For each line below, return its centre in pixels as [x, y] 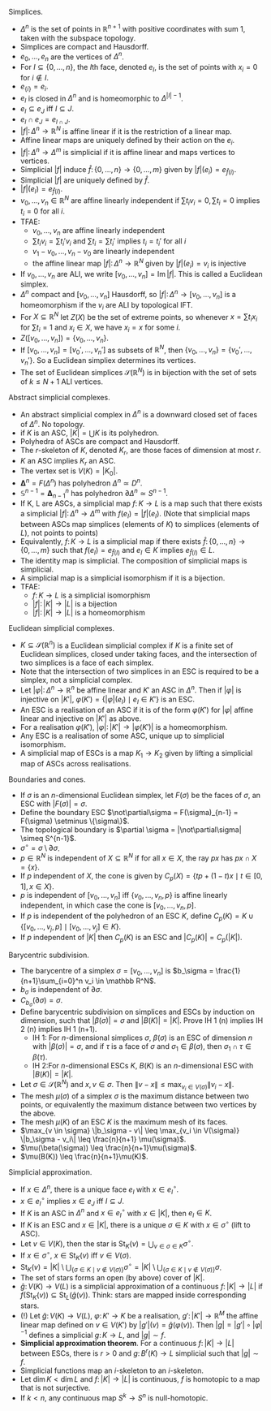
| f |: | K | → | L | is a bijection [75, 603]
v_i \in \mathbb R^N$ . [120, 981]
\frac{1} [228, 970]
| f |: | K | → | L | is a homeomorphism [89, 612]
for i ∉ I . [34, 77]
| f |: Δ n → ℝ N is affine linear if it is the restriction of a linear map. [126, 131]
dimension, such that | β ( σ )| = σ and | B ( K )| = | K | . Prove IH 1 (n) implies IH [142, 1020]
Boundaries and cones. [47, 779]
